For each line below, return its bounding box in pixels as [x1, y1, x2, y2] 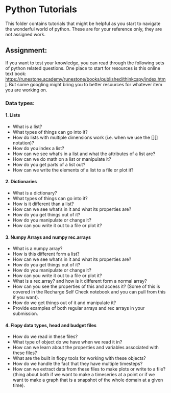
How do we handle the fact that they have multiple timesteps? [12, 361, 143, 367]
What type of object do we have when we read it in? [12, 339, 123, 345]
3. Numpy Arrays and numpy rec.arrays [5, 234, 91, 240]
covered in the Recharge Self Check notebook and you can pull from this [12, 289, 166, 295]
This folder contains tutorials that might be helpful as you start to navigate [5, 20, 161, 27]
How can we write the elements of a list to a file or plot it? [12, 167, 134, 173]
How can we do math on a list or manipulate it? [12, 156, 111, 162]
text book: [5, 70, 27, 77]
